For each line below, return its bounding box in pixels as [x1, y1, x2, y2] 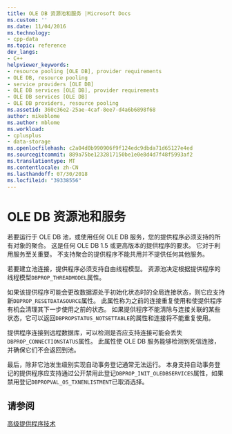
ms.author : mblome [7, 119, 60, 126]
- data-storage [7, 139, 51, 146]
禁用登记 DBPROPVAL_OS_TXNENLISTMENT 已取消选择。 [7, 377, 148, 386]
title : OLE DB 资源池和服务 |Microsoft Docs [7, 10, 131, 17]
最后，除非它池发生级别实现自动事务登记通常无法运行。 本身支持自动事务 [7, 360, 215, 369]
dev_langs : [7, 49, 39, 56]
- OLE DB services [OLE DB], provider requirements [7, 87, 159, 94]
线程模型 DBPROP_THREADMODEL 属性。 [7, 273, 106, 282]
